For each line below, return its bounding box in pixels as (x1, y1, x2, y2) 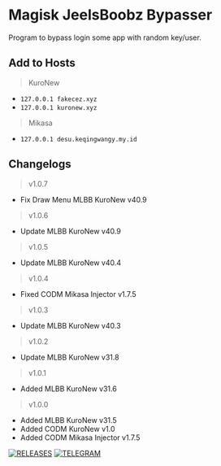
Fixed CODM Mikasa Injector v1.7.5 (19, 289, 136, 298)
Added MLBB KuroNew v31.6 (19, 384, 118, 394)
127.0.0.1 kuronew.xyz (19, 103, 97, 111)
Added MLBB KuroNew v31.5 (19, 415, 117, 425)
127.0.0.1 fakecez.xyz (19, 95, 97, 103)
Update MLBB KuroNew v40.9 (19, 226, 122, 236)
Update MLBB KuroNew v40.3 (19, 320, 121, 330)
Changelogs (8, 157, 71, 172)
